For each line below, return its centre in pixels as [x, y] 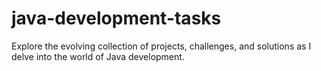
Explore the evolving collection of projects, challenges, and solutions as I [161, 46]
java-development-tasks [116, 18]
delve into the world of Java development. [98, 56]
